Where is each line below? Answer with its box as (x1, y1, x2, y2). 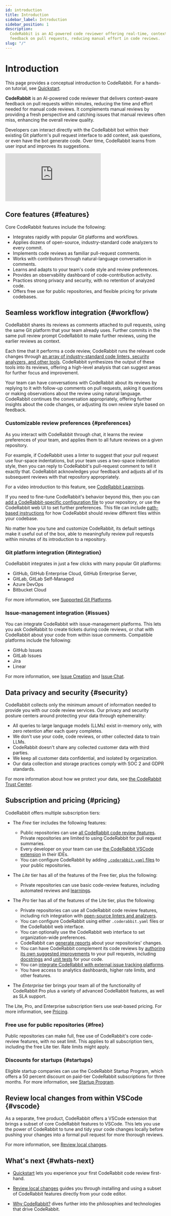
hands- (146, 80, 161, 86)
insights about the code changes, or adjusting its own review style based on (5, 401, 165, 408)
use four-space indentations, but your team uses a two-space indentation (5, 457, 160, 463)
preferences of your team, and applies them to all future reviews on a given (5, 437, 163, 443)
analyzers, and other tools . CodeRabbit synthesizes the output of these (5, 359, 155, 365)
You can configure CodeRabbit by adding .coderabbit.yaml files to (20, 857, 160, 863)
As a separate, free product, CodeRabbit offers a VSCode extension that (5, 1115, 157, 1121)
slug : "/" (5, 41, 26, 46)
